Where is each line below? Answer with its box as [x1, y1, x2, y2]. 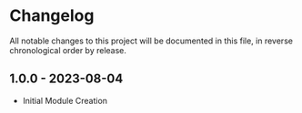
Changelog [9, 5, 95, 26]
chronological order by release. [9, 44, 127, 55]
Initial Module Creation [22, 95, 107, 106]
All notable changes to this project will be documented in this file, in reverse [9, 35, 294, 46]
